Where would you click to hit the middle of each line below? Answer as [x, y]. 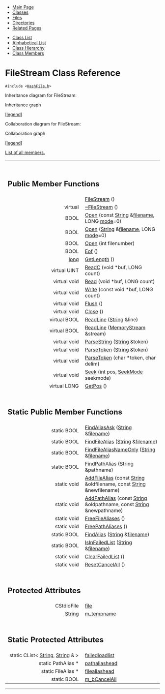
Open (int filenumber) [110, 243]
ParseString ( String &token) [117, 342]
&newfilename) [102, 490]
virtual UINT [65, 271]
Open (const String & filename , [120, 215]
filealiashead [100, 671]
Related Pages [27, 28]
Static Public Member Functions [65, 412]
